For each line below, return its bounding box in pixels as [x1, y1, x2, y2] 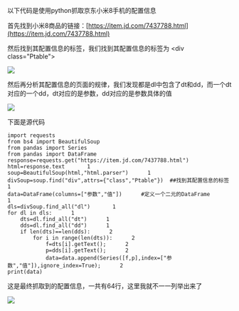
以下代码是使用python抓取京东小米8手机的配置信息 [7, 6, 156, 14]
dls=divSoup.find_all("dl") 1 [7, 203, 116, 210]
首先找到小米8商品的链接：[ [7, 21, 89, 30]
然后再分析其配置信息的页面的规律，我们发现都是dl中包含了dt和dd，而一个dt [7, 81, 232, 88]
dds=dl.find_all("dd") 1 [20, 222, 110, 229]
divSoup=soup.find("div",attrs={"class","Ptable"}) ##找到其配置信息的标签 [7, 177, 230, 184]
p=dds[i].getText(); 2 [45, 247, 129, 254]
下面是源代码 [7, 118, 45, 126]
